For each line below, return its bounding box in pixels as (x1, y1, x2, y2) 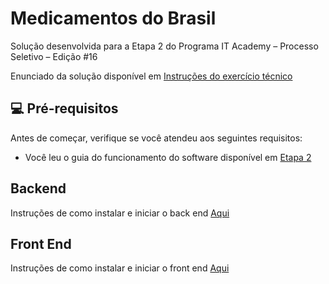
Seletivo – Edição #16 (10, 50, 98, 62)
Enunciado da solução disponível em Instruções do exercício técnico (10, 70, 293, 82)
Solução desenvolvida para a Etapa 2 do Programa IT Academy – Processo (10, 40, 319, 52)
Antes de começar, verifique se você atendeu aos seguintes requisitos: (10, 132, 303, 144)
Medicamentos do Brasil (10, 7, 217, 30)
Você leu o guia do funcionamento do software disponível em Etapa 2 (24, 151, 312, 163)
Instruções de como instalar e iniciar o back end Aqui (10, 207, 230, 219)
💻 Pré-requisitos (10, 100, 119, 117)
